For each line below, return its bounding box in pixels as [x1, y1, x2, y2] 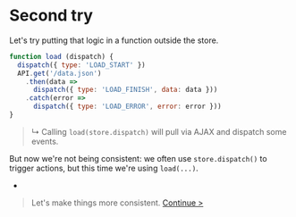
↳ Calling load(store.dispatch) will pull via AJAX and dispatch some [30, 126, 287, 137]
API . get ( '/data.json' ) [17, 69, 102, 78]
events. [30, 136, 59, 146]
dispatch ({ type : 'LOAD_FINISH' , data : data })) [32, 86, 218, 95]
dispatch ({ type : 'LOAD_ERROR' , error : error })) [32, 102, 222, 112]
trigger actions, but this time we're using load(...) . [9, 163, 199, 173]
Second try [9, 5, 94, 26]
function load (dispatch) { [9, 52, 114, 61]
